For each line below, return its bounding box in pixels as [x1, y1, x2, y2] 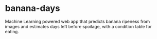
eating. [5, 29, 19, 34]
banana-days [5, 3, 60, 14]
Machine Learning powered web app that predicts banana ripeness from [5, 19, 150, 24]
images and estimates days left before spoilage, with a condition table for [5, 23, 152, 29]
